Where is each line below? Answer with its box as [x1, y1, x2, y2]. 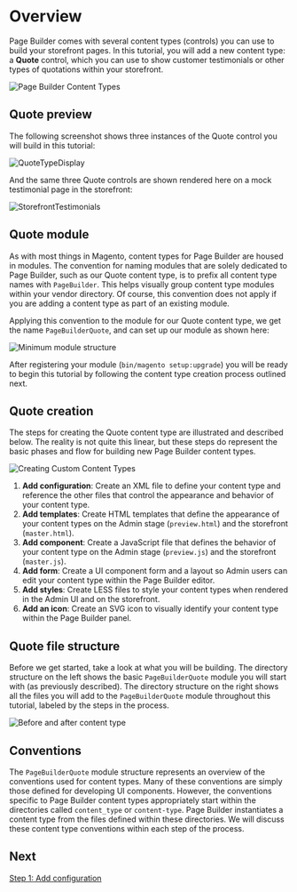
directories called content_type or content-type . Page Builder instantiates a [9, 805, 284, 815]
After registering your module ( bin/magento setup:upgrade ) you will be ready [9, 358, 288, 370]
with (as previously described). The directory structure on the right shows [9, 681, 279, 692]
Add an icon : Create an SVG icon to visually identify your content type [21, 603, 279, 615]
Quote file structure [9, 639, 121, 654]
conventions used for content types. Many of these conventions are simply [9, 776, 283, 786]
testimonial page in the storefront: [9, 184, 133, 195]
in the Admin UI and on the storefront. [21, 594, 160, 605]
